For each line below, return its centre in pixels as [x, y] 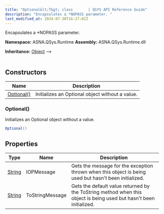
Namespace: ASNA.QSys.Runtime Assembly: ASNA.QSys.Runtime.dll [75, 42]
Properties [21, 144]
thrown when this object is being [109, 172]
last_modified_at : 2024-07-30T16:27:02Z [47, 19]
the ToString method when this [107, 192]
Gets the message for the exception [112, 166]
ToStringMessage [46, 195]
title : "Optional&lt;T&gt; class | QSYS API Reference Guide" [76, 10]
